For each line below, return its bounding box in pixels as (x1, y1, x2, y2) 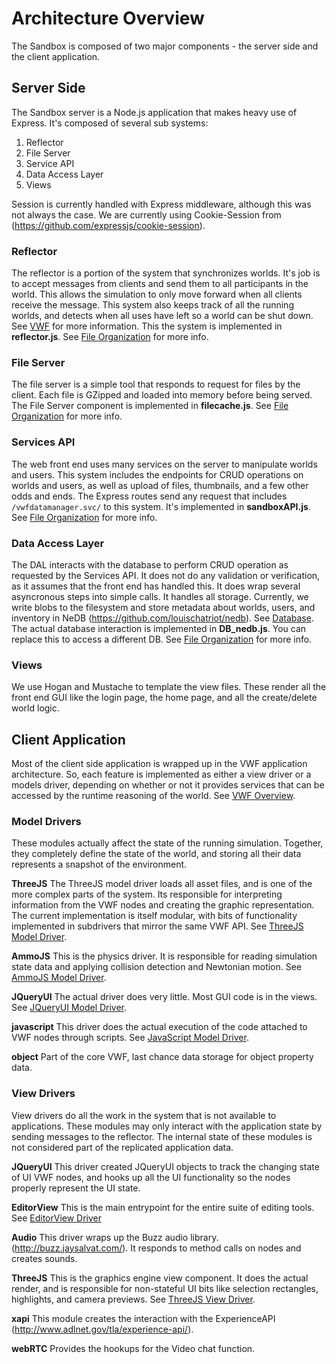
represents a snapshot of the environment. (11, 858, 188, 871)
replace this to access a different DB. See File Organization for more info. (11, 633, 313, 645)
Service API (25, 157, 75, 169)
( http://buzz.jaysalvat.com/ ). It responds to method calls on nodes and (11, 1242, 302, 1254)
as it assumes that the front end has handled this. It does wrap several (11, 580, 301, 592)
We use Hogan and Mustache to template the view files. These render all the (11, 681, 327, 693)
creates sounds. (11, 1252, 78, 1264)
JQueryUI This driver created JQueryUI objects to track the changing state (11, 1160, 320, 1172)
